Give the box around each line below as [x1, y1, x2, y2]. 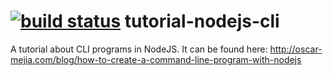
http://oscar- [269, 43, 323, 55]
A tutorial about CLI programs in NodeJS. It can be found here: [10, 43, 268, 55]
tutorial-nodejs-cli [124, 10, 280, 33]
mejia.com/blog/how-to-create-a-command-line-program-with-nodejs [10, 53, 302, 65]
